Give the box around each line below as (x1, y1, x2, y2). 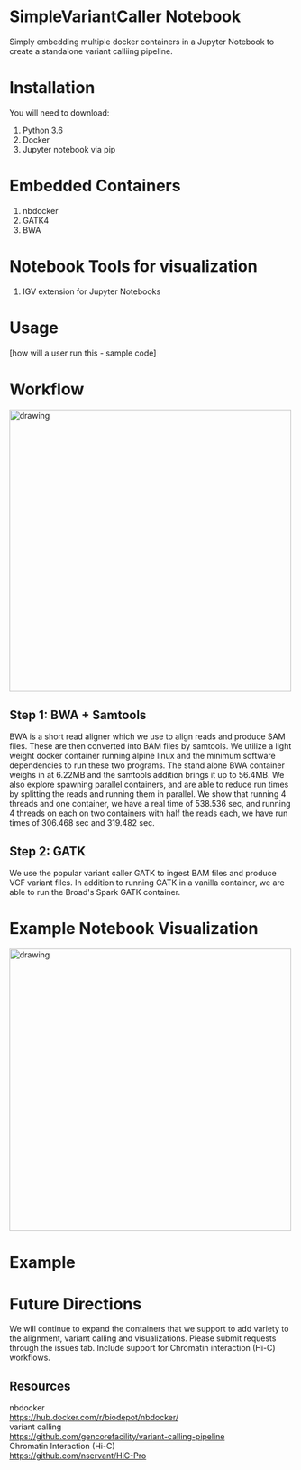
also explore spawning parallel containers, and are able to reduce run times (9, 779, 289, 790)
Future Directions (9, 1293, 142, 1314)
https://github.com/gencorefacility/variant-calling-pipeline (9, 1431, 225, 1442)
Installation (9, 78, 96, 98)
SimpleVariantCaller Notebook (9, 6, 242, 27)
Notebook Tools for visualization (9, 256, 259, 276)
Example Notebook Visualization (9, 919, 259, 939)
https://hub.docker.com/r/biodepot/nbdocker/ (9, 1412, 179, 1423)
